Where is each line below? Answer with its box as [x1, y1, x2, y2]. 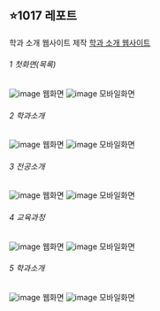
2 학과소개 [9, 110, 45, 121]
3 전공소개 [9, 161, 46, 171]
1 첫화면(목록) [9, 59, 57, 70]
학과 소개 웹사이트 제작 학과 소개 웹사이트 [9, 37, 151, 48]
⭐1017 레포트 [9, 8, 78, 24]
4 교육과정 [9, 212, 46, 223]
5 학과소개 [9, 263, 45, 274]
